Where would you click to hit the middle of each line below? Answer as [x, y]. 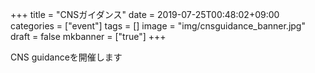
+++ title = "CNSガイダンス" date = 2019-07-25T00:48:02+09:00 [145, 14]
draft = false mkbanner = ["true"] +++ [88, 36]
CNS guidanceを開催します [66, 57]
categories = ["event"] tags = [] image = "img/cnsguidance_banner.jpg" [158, 26]
